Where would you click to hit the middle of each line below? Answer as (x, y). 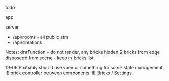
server (12, 27)
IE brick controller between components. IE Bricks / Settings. (69, 73)
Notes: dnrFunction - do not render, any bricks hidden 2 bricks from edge (82, 52)
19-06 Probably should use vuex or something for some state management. (85, 67)
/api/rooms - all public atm (40, 37)
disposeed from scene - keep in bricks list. (50, 58)
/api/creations (27, 42)
